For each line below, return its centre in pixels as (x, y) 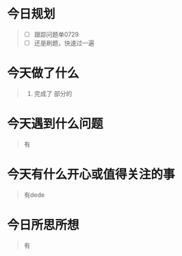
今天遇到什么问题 (55, 124)
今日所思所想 (43, 225)
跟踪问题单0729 (56, 34)
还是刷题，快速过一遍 (64, 43)
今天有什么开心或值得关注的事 (91, 175)
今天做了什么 (43, 73)
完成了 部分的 (53, 94)
